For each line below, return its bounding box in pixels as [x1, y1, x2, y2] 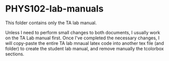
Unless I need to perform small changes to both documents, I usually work [5, 29, 160, 35]
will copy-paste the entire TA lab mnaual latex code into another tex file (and [5, 40, 164, 46]
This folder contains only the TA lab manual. [5, 20, 97, 26]
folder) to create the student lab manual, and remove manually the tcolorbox [5, 45, 164, 51]
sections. [5, 51, 24, 57]
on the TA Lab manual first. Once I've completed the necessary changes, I [5, 35, 160, 41]
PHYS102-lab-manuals [5, 3, 104, 15]
